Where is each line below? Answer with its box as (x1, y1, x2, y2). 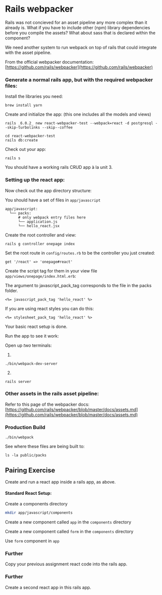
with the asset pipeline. (5, 50, 52, 55)
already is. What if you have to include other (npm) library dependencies (5, 24, 150, 30)
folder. (5, 288, 18, 293)
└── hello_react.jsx (18, 223, 60, 228)
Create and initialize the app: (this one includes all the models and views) (5, 111, 152, 117)
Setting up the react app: (5, 177, 65, 183)
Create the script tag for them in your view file (5, 268, 97, 273)
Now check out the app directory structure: (5, 187, 92, 193)
